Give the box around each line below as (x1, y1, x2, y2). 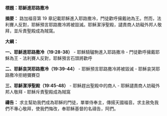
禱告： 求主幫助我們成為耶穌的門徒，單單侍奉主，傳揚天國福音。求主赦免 (5, 100, 155, 105)
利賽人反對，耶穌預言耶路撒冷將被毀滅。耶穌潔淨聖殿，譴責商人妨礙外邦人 (5, 22, 158, 27)
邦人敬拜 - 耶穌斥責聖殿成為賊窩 (5, 89, 71, 95)
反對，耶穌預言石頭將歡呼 (40, 55, 93, 61)
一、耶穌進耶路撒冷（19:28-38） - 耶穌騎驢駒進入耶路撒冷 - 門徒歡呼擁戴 (5, 49, 156, 55)
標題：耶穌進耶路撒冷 (5, 5, 49, 10)
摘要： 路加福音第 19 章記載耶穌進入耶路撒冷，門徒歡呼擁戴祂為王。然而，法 (5, 15, 162, 21)
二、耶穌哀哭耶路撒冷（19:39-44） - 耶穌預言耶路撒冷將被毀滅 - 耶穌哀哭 (5, 66, 156, 72)
